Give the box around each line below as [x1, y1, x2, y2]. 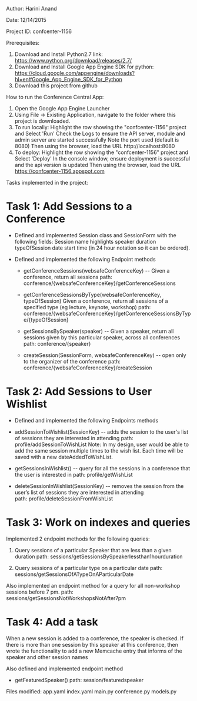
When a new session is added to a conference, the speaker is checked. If [6, 634, 184, 642]
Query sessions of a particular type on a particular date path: [14, 564, 163, 571]
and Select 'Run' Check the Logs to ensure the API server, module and [14, 130, 186, 137]
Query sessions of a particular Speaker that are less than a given [14, 546, 172, 553]
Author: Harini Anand [6, 5, 57, 12]
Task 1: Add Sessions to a [6, 200, 132, 213]
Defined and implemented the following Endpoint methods [14, 255, 156, 263]
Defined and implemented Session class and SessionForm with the [14, 231, 176, 238]
